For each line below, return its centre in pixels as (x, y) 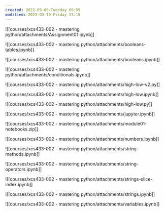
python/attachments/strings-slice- (117, 179)
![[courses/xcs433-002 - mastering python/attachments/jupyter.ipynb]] (80, 114)
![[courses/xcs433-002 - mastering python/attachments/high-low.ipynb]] (82, 94)
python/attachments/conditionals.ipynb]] (48, 74)
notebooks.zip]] (22, 129)
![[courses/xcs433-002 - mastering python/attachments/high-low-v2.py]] (82, 84)
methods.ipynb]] (23, 154)
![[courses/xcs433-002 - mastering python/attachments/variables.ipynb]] (82, 204)
